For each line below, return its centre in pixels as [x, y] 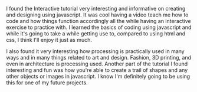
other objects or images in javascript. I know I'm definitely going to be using [98, 76]
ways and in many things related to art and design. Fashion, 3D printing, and [99, 57]
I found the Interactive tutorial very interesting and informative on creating [96, 9]
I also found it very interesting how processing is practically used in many [95, 51]
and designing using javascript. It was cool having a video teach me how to [97, 15]
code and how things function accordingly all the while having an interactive [98, 21]
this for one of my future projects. [47, 83]
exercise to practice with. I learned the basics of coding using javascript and [99, 27]
